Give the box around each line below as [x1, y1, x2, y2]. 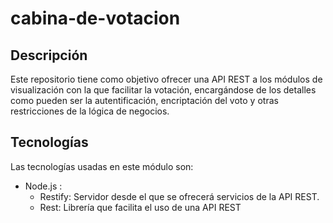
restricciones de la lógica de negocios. [10, 105, 170, 117]
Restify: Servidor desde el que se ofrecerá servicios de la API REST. [39, 190, 320, 202]
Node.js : [24, 180, 63, 192]
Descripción [10, 47, 88, 64]
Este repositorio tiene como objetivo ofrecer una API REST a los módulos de [10, 73, 323, 85]
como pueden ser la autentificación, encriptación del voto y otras [10, 95, 279, 106]
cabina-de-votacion [10, 7, 181, 30]
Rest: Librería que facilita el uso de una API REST [39, 201, 242, 213]
